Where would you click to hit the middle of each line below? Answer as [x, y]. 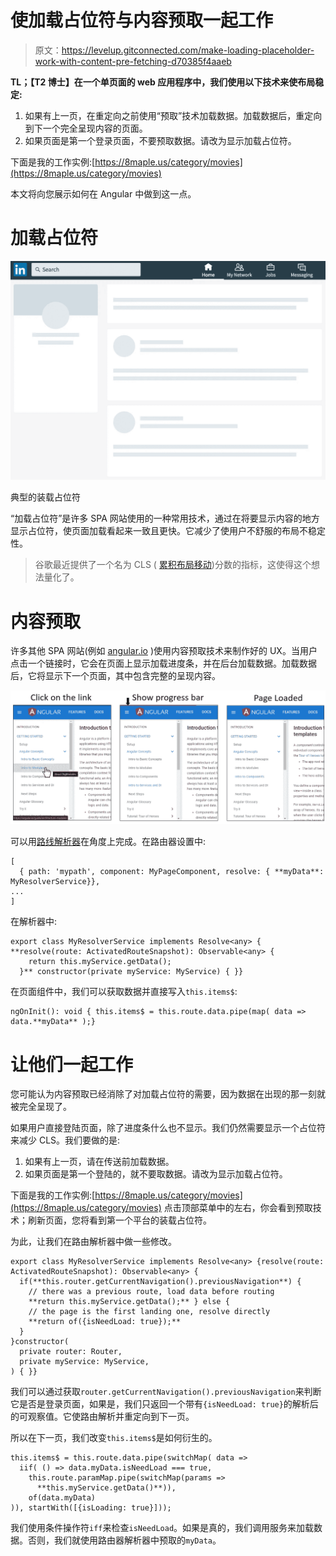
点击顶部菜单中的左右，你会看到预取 [238, 1208]
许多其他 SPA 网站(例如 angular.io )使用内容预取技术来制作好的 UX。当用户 [164, 651]
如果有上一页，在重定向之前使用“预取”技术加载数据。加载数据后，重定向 [173, 115]
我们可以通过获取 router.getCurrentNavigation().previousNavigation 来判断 [166, 1392]
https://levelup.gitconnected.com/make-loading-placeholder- [188, 50]
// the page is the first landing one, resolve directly [149, 1312]
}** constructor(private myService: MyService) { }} [131, 972]
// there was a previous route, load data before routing [151, 1292]
